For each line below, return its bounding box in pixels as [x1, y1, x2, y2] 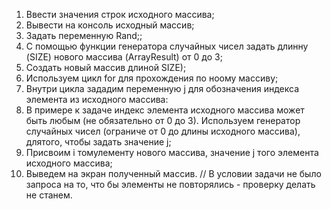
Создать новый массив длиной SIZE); [25, 62, 187, 73]
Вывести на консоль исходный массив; [25, 19, 195, 31]
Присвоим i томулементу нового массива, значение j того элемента [25, 147, 319, 158]
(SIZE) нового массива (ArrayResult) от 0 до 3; [25, 51, 223, 63]
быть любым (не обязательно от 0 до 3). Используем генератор [25, 115, 301, 126]
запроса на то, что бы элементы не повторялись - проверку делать [25, 179, 316, 190]
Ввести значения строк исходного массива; [25, 9, 215, 20]
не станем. [25, 189, 73, 201]
